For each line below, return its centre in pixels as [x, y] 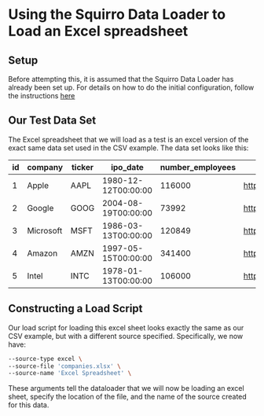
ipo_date [127, 167]
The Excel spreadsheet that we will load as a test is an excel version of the [128, 139]
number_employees [198, 167]
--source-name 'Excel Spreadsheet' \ [70, 374]
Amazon [42, 253]
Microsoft [45, 230]
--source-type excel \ [45, 359]
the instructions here [42, 96]
